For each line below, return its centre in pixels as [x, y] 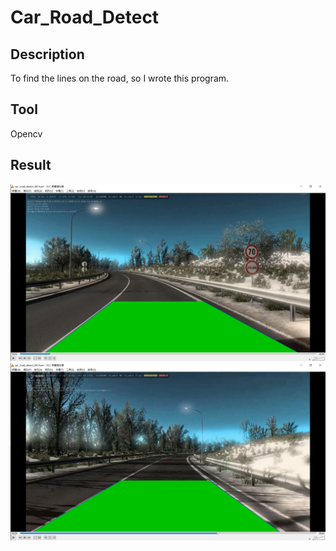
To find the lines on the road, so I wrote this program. [120, 78]
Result [31, 165]
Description [47, 54]
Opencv [26, 133]
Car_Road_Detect [85, 17]
